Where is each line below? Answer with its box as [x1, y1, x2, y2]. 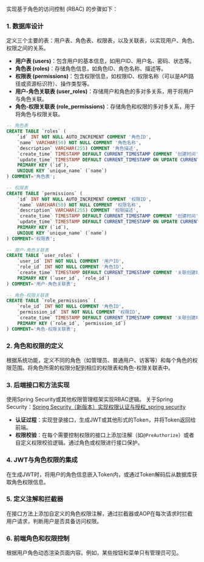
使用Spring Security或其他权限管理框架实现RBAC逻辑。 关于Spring [6, 396, 173, 403]
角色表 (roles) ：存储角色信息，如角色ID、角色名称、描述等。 [15, 65, 167, 72]
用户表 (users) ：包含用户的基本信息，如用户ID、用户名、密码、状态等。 [15, 57, 195, 65]
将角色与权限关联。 [15, 111, 64, 118]
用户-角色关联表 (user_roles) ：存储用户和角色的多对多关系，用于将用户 [15, 87, 194, 95]
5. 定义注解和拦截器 [6, 495, 64, 503]
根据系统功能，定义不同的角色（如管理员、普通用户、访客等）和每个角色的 [6, 356, 192, 363]
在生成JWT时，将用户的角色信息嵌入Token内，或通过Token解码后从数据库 [6, 470, 192, 478]
